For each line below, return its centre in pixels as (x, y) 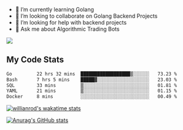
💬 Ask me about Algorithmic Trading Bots (67, 29)
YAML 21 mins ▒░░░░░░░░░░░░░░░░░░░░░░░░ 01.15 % (91, 91)
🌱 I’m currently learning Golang (54, 10)
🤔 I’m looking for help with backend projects (71, 22)
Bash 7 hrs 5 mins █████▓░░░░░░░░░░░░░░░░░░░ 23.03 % (91, 80)
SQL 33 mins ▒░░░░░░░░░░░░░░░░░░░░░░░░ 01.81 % (91, 85)
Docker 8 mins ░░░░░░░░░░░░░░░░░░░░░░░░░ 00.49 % (91, 97)
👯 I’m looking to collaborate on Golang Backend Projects (86, 16)
